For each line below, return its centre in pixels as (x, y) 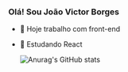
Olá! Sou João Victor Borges (64, 12)
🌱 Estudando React (51, 44)
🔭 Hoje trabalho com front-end (70, 29)
